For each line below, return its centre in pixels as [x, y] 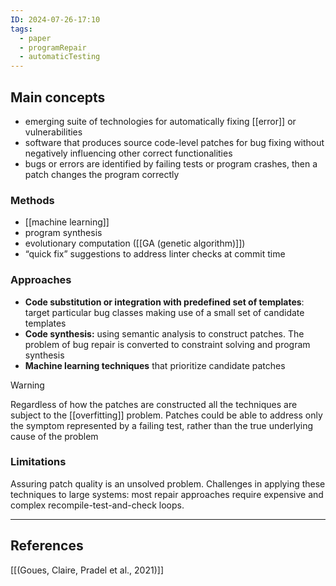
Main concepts [58, 97]
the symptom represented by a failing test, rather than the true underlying [162, 425]
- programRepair [53, 47]
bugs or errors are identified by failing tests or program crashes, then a [171, 163]
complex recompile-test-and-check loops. [97, 505]
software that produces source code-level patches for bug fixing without [174, 142]
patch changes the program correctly [102, 174]
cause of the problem [54, 436]
